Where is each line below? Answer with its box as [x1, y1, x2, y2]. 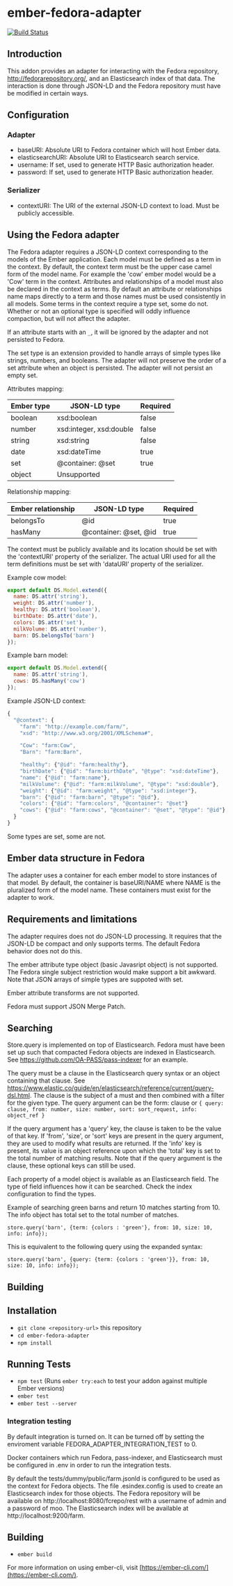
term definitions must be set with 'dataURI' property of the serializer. [7, 559, 204, 568]
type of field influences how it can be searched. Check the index [7, 1182, 193, 1191]
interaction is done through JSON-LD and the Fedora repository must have [7, 82, 221, 90]
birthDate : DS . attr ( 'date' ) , [13, 612, 98, 620]
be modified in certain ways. [7, 89, 89, 97]
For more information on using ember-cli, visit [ [7, 1564, 143, 1572]
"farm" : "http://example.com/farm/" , [19, 723, 129, 730]
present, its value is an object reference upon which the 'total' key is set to [7, 1147, 220, 1155]
